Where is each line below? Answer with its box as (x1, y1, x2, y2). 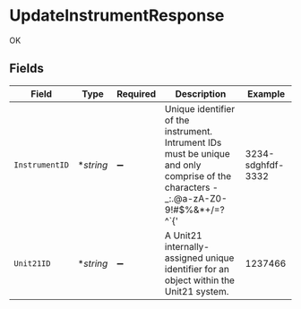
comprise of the (164, 169, 232, 182)
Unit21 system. (164, 285, 229, 297)
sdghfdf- (245, 159, 285, 171)
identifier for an (164, 262, 230, 275)
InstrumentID (13, 159, 70, 170)
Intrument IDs (164, 136, 222, 149)
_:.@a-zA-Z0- (164, 192, 228, 204)
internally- (164, 240, 211, 253)
